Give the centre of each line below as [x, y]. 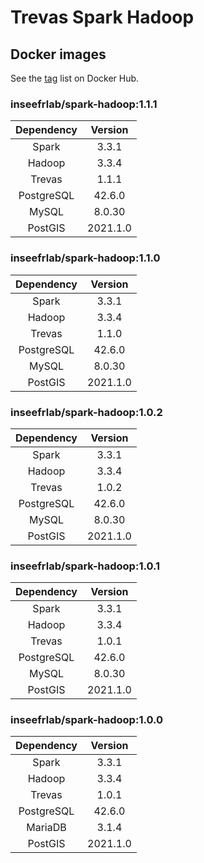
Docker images [58, 54]
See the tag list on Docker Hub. [75, 78]
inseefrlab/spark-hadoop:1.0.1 [85, 566]
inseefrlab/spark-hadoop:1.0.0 [86, 720]
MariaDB [46, 828]
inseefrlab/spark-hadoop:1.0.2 [86, 412]
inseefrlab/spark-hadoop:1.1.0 [85, 258]
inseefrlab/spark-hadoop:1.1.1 [84, 104]
